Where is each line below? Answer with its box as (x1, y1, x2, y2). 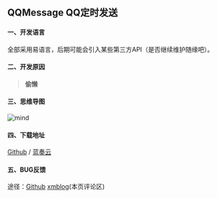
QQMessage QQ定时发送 (7, 6, 118, 19)
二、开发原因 (7, 62, 45, 71)
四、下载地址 (7, 131, 45, 139)
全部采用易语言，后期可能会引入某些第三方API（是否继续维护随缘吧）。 (7, 45, 214, 53)
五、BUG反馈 (7, 165, 46, 174)
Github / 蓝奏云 (7, 148, 52, 156)
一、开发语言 (7, 28, 45, 36)
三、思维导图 (7, 97, 45, 106)
